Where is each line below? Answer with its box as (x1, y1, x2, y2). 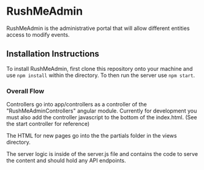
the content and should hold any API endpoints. (6, 157, 127, 164)
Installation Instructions (6, 49, 100, 59)
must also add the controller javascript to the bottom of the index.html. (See (6, 114, 197, 121)
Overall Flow (6, 87, 45, 95)
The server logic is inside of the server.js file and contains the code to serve (6, 150, 198, 158)
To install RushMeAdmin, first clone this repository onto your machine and (6, 65, 193, 72)
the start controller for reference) (6, 120, 90, 128)
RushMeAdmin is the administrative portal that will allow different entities (6, 24, 190, 32)
